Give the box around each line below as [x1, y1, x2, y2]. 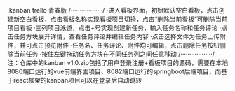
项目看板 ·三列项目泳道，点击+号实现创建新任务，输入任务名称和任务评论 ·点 [7, 24, 228, 31]
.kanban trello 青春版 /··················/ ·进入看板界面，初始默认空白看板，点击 [7, 6, 220, 14]
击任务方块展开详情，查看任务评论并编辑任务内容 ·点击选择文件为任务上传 [7, 32, 220, 41]
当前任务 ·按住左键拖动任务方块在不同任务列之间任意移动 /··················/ [13, 50, 215, 58]
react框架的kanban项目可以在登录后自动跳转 [13, 76, 142, 84]
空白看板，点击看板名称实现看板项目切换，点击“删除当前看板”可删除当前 [19, 15, 228, 23]
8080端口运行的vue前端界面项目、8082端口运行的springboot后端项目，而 [7, 67, 222, 76]
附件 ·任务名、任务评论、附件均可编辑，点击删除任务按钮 [55, 41, 220, 49]
